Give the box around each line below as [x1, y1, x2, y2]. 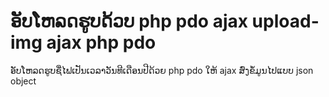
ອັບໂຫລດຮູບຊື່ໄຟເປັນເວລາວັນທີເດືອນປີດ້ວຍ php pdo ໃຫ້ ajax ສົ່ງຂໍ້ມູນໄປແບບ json [10, 64, 314, 76]
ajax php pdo [46, 31, 157, 54]
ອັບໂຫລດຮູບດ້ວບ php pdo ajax [10, 10, 248, 33]
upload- [251, 10, 320, 33]
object [10, 75, 37, 87]
